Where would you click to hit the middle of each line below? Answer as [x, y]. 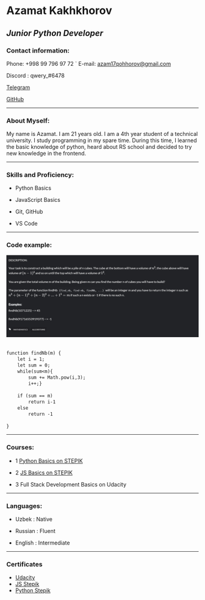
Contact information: [38, 51]
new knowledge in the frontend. [46, 154]
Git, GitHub [29, 212]
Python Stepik [33, 591]
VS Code [26, 224]
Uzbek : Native [34, 519]
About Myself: [28, 121]
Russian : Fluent [35, 530]
